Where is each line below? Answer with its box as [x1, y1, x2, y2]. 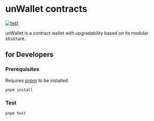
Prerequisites [5, 66, 39, 73]
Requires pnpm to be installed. [5, 77, 69, 84]
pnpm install [5, 87, 33, 92]
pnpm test [5, 111, 27, 116]
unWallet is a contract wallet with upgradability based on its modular [5, 30, 149, 36]
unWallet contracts [5, 3, 88, 15]
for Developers [5, 50, 54, 59]
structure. [5, 35, 26, 42]
